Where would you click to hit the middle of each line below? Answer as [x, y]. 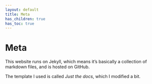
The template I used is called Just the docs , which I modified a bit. [73, 77]
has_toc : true [20, 23]
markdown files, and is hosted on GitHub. [47, 67]
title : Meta [17, 14]
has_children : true [25, 19]
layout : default [22, 10]
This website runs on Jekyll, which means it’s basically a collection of [76, 62]
